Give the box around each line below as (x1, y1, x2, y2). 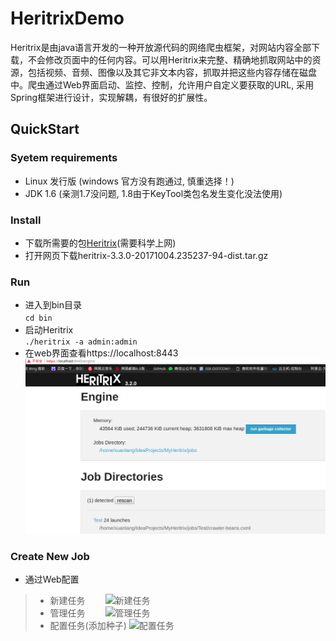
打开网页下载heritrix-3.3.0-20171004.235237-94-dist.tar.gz (24, 249, 269, 261)
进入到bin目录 (24, 299, 83, 311)
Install (10, 213, 42, 227)
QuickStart (10, 121, 80, 138)
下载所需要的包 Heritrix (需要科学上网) (24, 237, 177, 249)
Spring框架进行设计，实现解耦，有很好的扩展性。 (10, 91, 213, 103)
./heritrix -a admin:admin (24, 337, 138, 347)
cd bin (24, 313, 53, 324)
